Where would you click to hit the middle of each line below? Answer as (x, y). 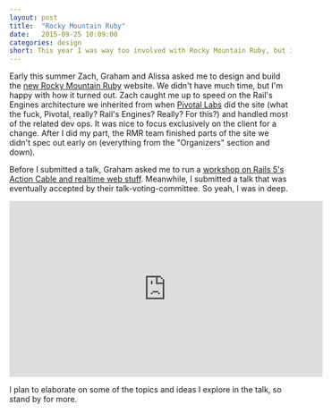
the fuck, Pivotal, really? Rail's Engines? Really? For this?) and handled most (149, 114)
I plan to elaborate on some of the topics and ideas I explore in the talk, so (145, 390)
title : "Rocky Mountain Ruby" (68, 26)
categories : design (46, 42)
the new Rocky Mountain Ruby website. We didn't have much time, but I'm (146, 86)
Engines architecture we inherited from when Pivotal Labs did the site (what (149, 105)
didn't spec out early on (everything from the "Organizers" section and (140, 143)
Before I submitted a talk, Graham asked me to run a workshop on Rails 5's (147, 170)
